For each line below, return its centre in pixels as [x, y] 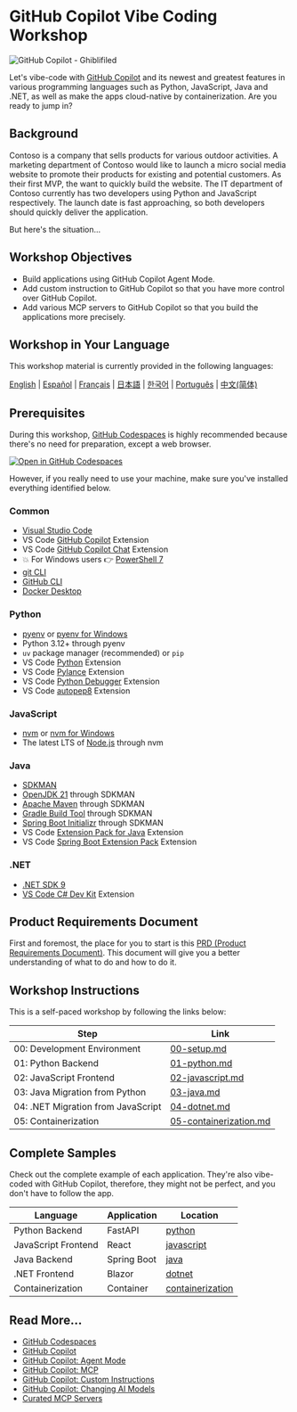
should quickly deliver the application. [79, 212]
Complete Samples [63, 1153]
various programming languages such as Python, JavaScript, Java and [139, 86]
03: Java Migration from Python [80, 1092]
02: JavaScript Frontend [64, 1078]
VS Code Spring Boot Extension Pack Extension [109, 842]
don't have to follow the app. [61, 1194]
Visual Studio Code [57, 530]
